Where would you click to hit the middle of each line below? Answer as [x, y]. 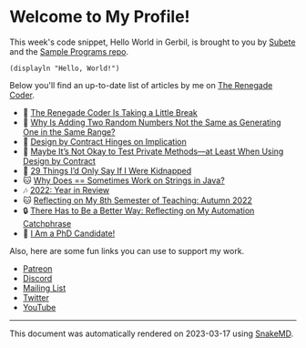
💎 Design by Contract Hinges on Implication [104, 141]
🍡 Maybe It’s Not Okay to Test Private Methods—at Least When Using [153, 151]
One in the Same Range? [69, 132]
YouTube [39, 307]
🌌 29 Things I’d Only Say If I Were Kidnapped [107, 170]
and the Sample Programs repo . [69, 51]
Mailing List [44, 288]
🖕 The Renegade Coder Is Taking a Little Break [110, 112]
